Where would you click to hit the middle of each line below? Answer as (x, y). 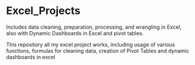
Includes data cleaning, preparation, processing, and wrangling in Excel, (94, 27)
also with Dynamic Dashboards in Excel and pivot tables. (75, 33)
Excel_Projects (43, 11)
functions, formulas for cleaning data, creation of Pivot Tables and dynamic (98, 50)
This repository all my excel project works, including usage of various (91, 45)
